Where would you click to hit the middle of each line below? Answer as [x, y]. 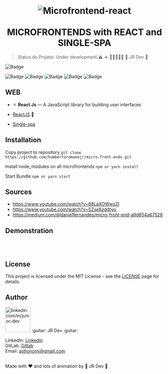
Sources [19, 192]
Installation [23, 140]
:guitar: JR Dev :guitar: [55, 330]
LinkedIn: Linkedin [24, 340]
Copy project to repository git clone [43, 152]
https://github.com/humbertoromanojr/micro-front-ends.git [68, 157]
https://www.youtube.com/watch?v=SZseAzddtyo [64, 209]
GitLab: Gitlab [19, 345]
